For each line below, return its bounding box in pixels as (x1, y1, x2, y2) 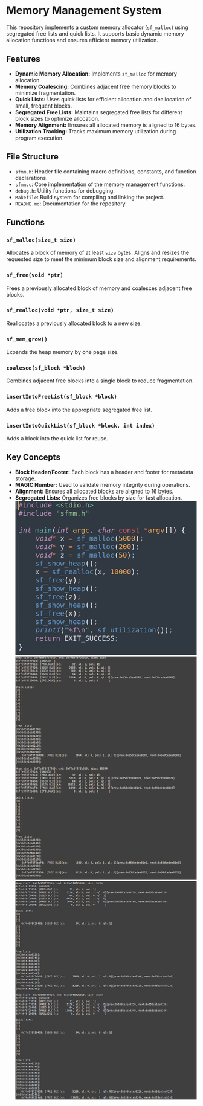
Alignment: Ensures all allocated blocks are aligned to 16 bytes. (14, 487, 174, 495)
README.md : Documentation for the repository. (14, 200, 127, 207)
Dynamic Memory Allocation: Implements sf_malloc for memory (14, 70, 177, 77)
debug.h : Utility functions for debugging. (14, 187, 115, 194)
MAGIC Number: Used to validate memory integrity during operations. (14, 481, 190, 488)
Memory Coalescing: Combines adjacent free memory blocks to (14, 83, 176, 90)
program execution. (14, 134, 65, 141)
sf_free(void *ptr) (6, 272, 63, 278)
